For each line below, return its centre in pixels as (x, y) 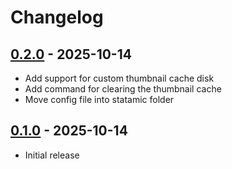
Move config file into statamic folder (99, 99)
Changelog (57, 17)
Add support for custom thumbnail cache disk (119, 78)
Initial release (52, 155)
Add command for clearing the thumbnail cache (123, 89)
